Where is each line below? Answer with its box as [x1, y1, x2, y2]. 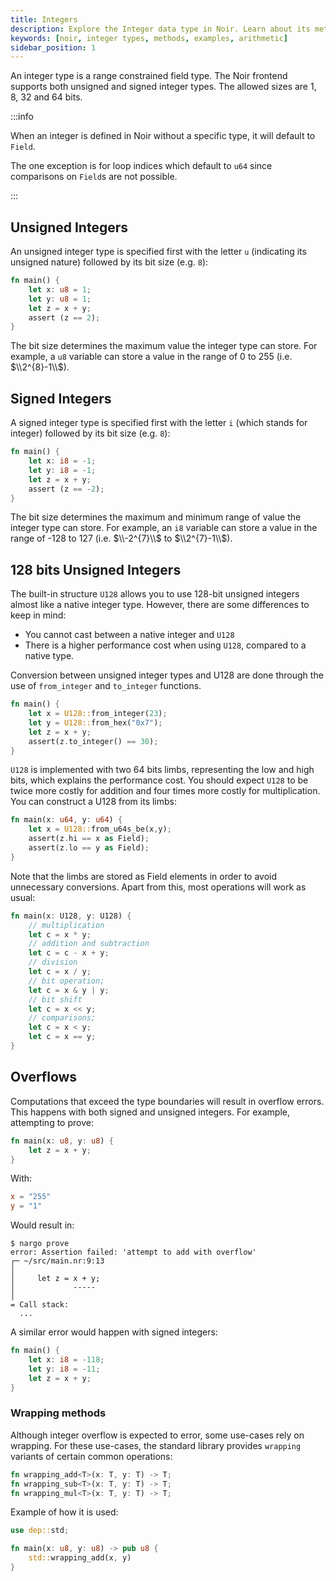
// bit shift [28, 994, 83, 1005]
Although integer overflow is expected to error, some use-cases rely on [10, 1429, 305, 1441]
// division [28, 957, 78, 968]
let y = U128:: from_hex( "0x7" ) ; [28, 717, 163, 728]
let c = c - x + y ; [28, 948, 110, 958]
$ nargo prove [10, 1239, 70, 1249]
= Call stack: [10, 1300, 70, 1310]
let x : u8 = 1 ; [28, 284, 92, 295]
